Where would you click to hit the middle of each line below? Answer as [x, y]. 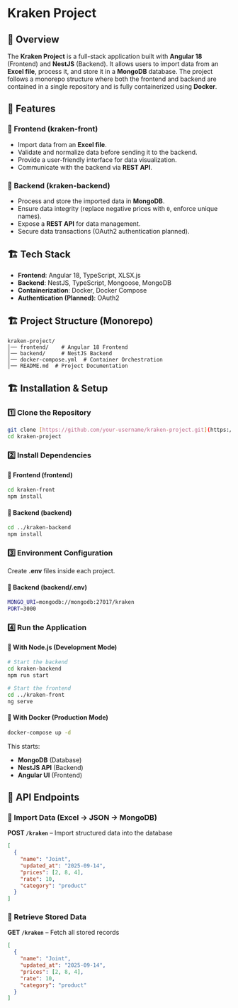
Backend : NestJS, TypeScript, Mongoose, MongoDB [95, 283]
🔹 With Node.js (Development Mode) [62, 647]
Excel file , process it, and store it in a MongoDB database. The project [110, 71]
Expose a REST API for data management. [79, 223]
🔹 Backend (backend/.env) [47, 587]
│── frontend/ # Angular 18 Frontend [68, 347]
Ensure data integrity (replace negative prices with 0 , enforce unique [118, 208]
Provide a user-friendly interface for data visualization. [97, 159]
